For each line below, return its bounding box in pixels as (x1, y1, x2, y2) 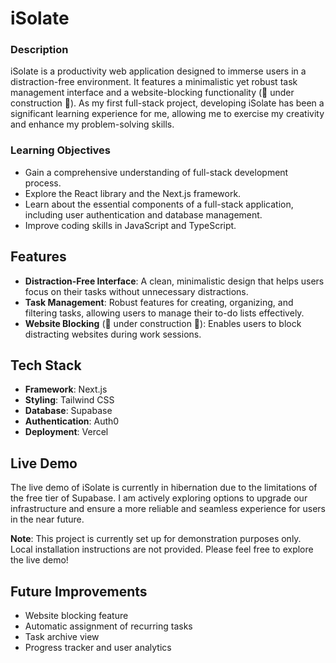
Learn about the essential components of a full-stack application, (24, 198, 294, 210)
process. (24, 177, 62, 189)
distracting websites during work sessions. (24, 328, 202, 340)
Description (10, 43, 69, 57)
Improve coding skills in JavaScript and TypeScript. (24, 219, 237, 231)
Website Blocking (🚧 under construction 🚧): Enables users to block (24, 317, 302, 329)
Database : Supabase (24, 405, 113, 417)
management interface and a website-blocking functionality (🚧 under (10, 87, 295, 99)
